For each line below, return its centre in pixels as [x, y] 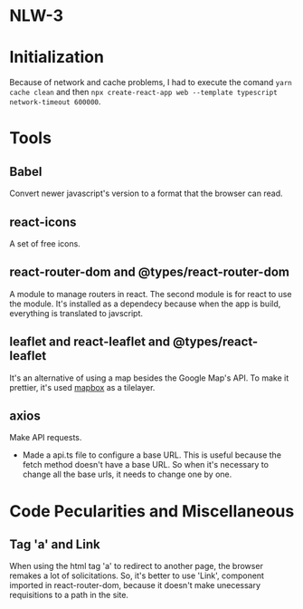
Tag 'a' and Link [55, 544]
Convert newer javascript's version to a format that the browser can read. [146, 193]
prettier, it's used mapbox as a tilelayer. [82, 387]
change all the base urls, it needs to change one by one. [127, 474]
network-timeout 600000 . [55, 101]
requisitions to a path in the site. [69, 595]
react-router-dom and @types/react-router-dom [149, 272]
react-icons [43, 222]
